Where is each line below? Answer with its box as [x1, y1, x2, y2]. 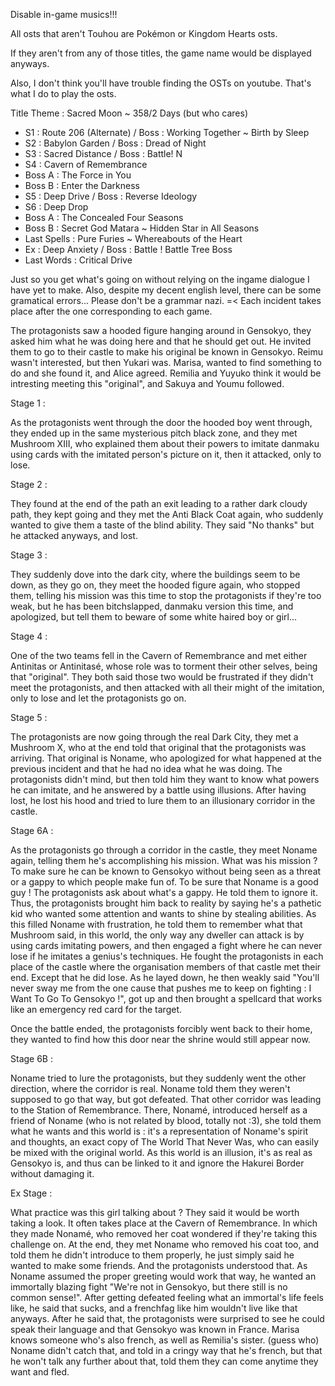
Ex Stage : [10, 1187, 53, 1199]
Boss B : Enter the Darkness [24, 180, 140, 191]
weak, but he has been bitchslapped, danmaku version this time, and [10, 600, 294, 612]
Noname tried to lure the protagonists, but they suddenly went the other [10, 1072, 307, 1084]
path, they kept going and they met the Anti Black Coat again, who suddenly [10, 509, 324, 520]
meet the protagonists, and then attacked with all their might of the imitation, [10, 682, 325, 693]
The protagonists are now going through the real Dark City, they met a [10, 731, 299, 743]
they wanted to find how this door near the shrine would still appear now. [10, 1034, 311, 1045]
